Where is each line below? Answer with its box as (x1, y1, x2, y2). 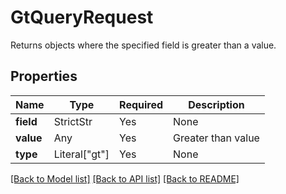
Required (119, 97, 164, 111)
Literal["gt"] (53, 147, 110, 161)
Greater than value (173, 131, 260, 145)
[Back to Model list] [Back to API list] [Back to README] (10, 172, 240, 185)
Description (188, 97, 245, 111)
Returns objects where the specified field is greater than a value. (10, 39, 277, 51)
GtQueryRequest (10, 6, 154, 29)
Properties (10, 68, 78, 85)
